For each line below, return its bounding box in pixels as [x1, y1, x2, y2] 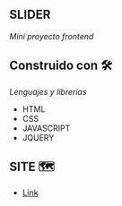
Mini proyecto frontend [9, 30, 94, 41]
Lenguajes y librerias [9, 86, 87, 97]
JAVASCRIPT [22, 123, 71, 133]
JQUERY [22, 132, 55, 142]
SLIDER [9, 7, 51, 22]
